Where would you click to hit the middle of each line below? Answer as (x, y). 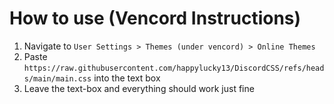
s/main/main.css (57, 78)
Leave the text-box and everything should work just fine (139, 88)
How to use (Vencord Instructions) (155, 18)
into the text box (127, 78)
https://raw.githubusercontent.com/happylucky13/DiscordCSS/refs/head (174, 68)
